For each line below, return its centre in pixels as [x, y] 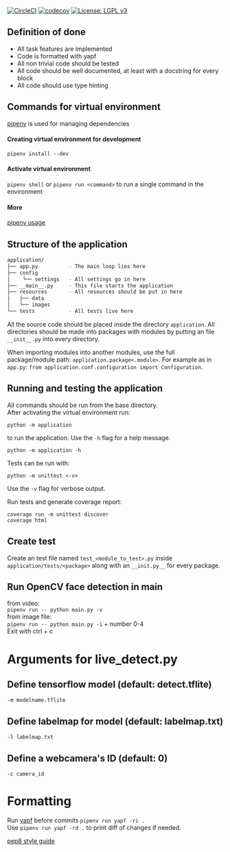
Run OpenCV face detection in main [85, 587]
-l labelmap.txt [30, 737]
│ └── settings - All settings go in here [77, 279]
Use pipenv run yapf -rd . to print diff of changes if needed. [94, 827]
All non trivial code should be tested [68, 63]
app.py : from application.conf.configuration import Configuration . [105, 367]
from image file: [30, 617]
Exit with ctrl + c [30, 631]
